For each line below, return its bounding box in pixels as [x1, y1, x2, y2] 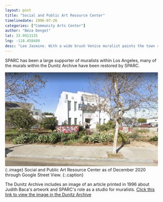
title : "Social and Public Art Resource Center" [5, 13, 105, 18]
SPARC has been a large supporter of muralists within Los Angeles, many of [5, 57, 157, 63]
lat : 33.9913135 [5, 33, 38, 38]
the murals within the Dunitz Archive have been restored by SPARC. [5, 62, 140, 68]
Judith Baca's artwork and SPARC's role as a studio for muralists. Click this [5, 186, 155, 192]
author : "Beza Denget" [5, 28, 51, 33]
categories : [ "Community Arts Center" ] [5, 23, 86, 28]
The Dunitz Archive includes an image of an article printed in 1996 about [5, 182, 149, 187]
